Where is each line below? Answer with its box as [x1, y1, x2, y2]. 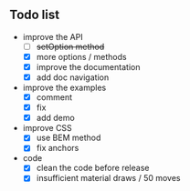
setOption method [36, 41, 105, 52]
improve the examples [22, 82, 107, 94]
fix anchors [36, 143, 79, 154]
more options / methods [36, 51, 127, 62]
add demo [36, 113, 75, 124]
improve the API [22, 31, 84, 42]
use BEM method [36, 132, 101, 144]
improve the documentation [36, 61, 141, 72]
